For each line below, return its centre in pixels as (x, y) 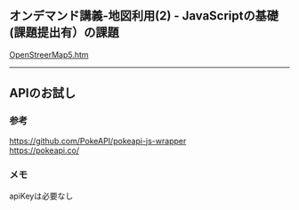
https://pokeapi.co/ (44, 150)
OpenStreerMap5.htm (49, 54)
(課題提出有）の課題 (64, 32)
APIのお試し (43, 93)
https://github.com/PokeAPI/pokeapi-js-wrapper (98, 141)
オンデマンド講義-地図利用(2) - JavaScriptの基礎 (144, 16)
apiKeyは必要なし (41, 196)
